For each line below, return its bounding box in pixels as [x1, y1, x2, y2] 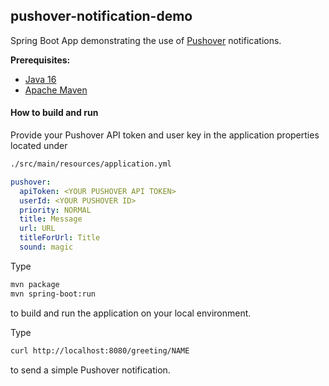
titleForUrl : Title [19, 233, 101, 243]
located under [10, 140, 68, 152]
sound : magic [19, 242, 74, 253]
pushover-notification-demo [10, 8, 193, 25]
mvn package [10, 279, 60, 289]
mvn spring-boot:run [10, 289, 97, 299]
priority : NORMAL [19, 205, 92, 215]
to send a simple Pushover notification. [10, 364, 171, 376]
